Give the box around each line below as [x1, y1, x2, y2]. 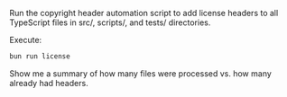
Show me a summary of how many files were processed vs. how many [9, 67, 273, 79]
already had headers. [9, 77, 88, 88]
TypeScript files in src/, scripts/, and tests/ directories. [9, 17, 211, 28]
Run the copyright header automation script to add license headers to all [9, 8, 279, 18]
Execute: [9, 35, 42, 45]
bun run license [9, 52, 70, 61]
